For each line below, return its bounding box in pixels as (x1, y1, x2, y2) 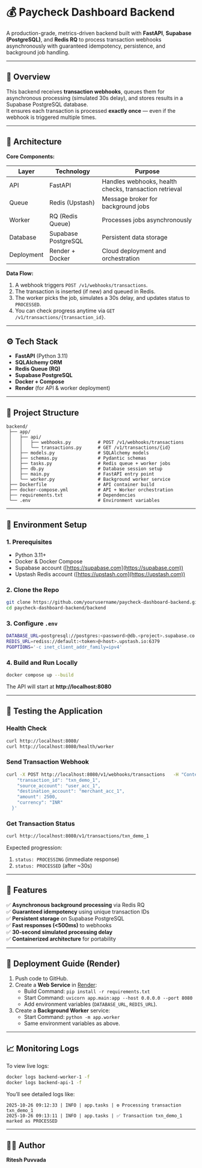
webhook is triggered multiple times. (6, 113, 97, 121)
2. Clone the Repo (6, 585, 59, 594)
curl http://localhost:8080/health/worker (6, 743, 114, 749)
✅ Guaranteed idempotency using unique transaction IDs (6, 908, 150, 915)
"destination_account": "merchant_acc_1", (17, 789, 125, 795)
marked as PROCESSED (6, 1118, 58, 1125)
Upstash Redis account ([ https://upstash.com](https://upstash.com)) (14, 570, 185, 577)
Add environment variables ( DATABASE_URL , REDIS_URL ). (23, 1000, 158, 1008)
